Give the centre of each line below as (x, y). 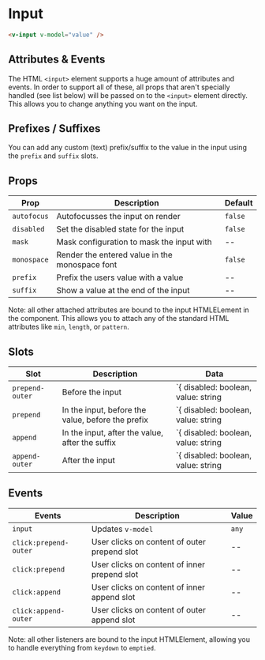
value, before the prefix (105, 420)
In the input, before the (104, 410)
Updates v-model (122, 529)
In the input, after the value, (113, 433)
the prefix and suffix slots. (53, 156)
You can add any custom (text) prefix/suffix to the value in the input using (127, 148)
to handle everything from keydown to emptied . (82, 647)
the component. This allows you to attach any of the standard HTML (119, 319)
